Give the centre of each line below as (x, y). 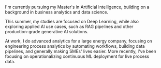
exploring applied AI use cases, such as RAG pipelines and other (69, 27)
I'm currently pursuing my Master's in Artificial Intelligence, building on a (77, 7)
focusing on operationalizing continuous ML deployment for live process (77, 56)
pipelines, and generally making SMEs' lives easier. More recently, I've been (80, 51)
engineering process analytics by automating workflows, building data (75, 46)
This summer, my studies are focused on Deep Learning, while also (72, 21)
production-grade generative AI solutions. (47, 32)
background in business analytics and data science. (57, 12)
